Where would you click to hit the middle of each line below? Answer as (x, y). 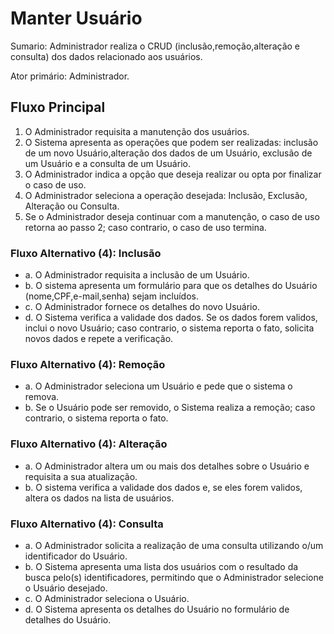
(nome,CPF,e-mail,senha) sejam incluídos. (111, 296)
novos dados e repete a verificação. (99, 339)
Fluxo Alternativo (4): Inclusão (86, 253)
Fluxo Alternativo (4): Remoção (88, 364)
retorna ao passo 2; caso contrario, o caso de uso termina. (145, 227)
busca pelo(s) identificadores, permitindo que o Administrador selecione (174, 577)
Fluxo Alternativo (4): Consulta (87, 524)
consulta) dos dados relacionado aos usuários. (106, 56)
